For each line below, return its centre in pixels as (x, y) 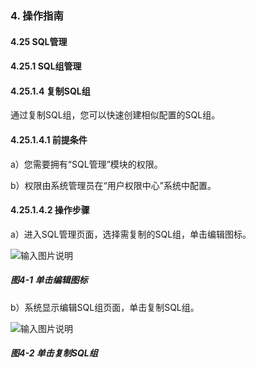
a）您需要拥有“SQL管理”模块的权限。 (86, 164)
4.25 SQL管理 (39, 41)
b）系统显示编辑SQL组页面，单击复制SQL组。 (105, 307)
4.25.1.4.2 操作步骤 (50, 210)
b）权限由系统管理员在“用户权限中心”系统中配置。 (113, 185)
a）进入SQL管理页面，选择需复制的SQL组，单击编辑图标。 (131, 234)
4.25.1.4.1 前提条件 (49, 139)
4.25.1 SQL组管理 (46, 66)
